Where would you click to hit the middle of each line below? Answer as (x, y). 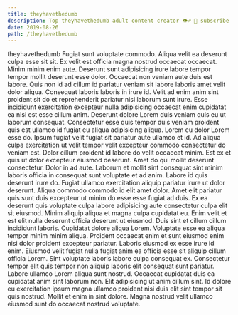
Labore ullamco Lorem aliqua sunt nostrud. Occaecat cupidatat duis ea (111, 274)
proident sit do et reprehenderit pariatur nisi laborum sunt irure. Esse (108, 100)
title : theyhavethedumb (43, 14)
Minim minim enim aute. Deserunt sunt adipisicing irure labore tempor (109, 69)
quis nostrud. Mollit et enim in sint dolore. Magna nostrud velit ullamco (110, 296)
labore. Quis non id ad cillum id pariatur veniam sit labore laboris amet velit (117, 84)
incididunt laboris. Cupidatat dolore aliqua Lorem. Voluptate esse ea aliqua (116, 228)
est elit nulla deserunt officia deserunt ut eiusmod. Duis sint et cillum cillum (117, 221)
